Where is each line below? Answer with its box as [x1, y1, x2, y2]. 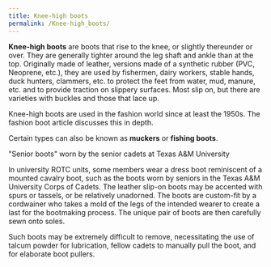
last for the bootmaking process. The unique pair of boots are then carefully [8, 207, 261, 217]
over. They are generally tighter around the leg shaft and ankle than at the [8, 50, 254, 60]
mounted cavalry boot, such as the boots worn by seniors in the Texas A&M [8, 173, 260, 183]
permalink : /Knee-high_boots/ [8, 19, 111, 28]
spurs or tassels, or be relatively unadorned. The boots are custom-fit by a [8, 190, 257, 200]
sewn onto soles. [8, 216, 66, 226]
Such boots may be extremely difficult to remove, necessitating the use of [8, 231, 255, 241]
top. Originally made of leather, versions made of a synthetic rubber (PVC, [8, 58, 255, 69]
